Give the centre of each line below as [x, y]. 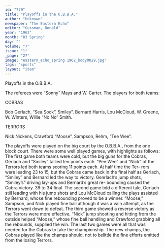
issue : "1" [16, 51]
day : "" [13, 42]
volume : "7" [17, 46]
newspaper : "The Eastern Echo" [37, 23]
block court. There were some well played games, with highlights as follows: [82, 151]
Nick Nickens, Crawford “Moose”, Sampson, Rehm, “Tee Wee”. [68, 136]
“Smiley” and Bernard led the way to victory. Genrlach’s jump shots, [74, 177]
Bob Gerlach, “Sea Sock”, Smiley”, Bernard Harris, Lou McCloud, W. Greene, [82, 112]
